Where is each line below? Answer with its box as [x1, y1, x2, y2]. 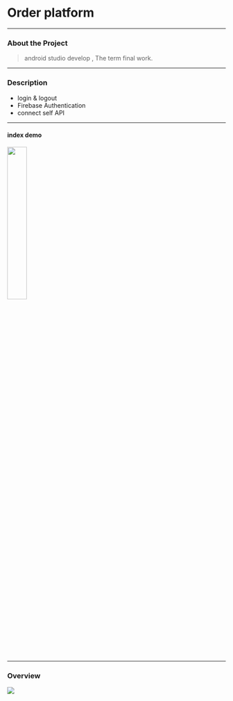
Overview [7, 670, 41, 680]
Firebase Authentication [17, 101, 86, 109]
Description [7, 78, 48, 88]
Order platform [7, 5, 95, 21]
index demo [7, 131, 42, 140]
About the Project [7, 38, 68, 48]
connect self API [17, 108, 64, 117]
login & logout [17, 94, 58, 102]
